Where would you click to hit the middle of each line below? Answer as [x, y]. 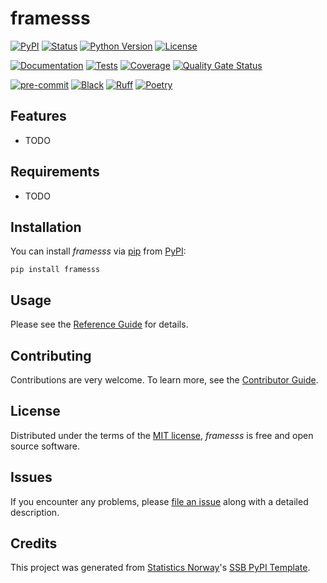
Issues [31, 477]
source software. [45, 446]
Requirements [55, 172]
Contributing [51, 355]
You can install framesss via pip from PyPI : [98, 251]
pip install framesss [55, 270]
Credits [34, 543]
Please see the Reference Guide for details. [99, 324]
